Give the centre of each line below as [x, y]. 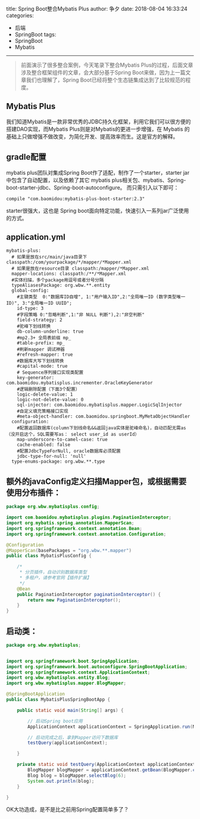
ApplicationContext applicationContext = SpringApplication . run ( [110, 727]
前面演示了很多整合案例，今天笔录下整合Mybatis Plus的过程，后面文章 [107, 65]
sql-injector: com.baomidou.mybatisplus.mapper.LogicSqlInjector [100, 405]
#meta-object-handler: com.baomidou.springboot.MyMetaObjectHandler [104, 417]
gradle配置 [26, 157]
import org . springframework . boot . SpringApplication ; [73, 661]
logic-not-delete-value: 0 [50, 400]
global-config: [30, 291]
